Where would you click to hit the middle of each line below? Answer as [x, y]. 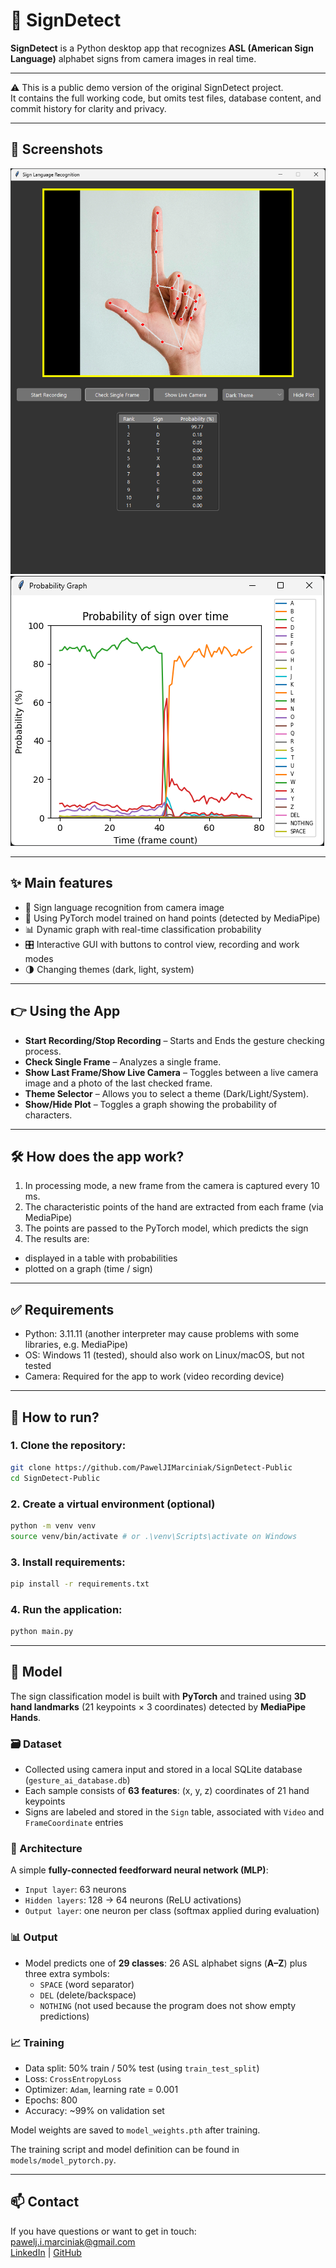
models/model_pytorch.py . [63, 2160]
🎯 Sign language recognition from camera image [124, 907]
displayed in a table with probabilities [101, 1258]
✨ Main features [61, 883]
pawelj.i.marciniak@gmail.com [73, 2241]
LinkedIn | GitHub [46, 2252]
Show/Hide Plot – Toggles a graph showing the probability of [151, 1104]
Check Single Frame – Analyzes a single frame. [123, 1061]
